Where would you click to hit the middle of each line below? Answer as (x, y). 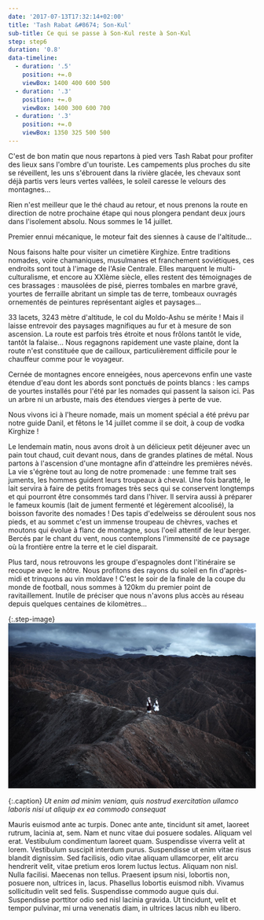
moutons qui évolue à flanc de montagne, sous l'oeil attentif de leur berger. (130, 530)
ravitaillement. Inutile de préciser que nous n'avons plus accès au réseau (126, 595)
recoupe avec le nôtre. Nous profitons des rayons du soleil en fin (113, 570)
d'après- (233, 570)
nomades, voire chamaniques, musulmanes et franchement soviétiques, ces (131, 260)
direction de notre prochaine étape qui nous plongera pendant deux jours (127, 213)
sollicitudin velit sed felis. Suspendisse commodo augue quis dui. (114, 891)
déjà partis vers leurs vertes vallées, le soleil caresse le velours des (117, 181)
